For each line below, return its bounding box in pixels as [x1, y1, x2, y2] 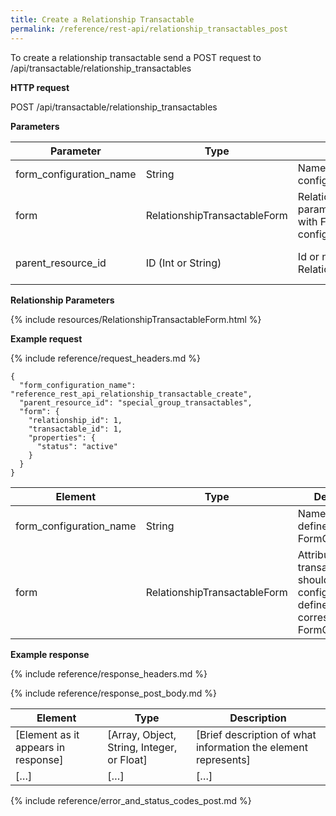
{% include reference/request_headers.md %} [10, 352, 201, 364]
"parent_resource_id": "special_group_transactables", [19, 397, 253, 408]
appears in [15, 740, 66, 754]
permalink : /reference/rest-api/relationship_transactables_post [10, 24, 288, 34]
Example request [10, 332, 83, 345]
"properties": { [28, 432, 97, 443]
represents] [195, 752, 251, 766]
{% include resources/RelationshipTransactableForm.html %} [10, 313, 262, 325]
